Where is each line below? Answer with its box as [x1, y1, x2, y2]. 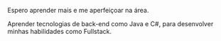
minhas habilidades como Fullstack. [7, 28, 112, 35]
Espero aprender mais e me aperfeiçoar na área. [7, 6, 149, 14]
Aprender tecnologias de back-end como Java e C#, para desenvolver [7, 20, 214, 28]
